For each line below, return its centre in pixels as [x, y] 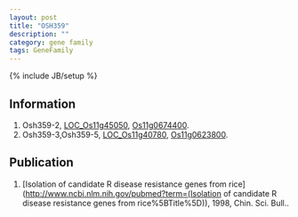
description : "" [39, 34]
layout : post [33, 17]
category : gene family [51, 42]
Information [43, 104]
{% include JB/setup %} [53, 76]
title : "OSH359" [39, 26]
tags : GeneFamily [41, 51]
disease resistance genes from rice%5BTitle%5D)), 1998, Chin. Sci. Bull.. [155, 203]
